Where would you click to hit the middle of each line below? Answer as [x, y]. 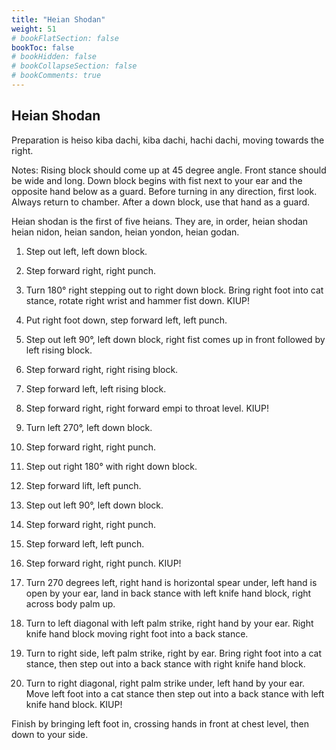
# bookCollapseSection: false [74, 66]
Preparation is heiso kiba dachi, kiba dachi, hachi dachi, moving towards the [168, 140]
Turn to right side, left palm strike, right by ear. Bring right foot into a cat [174, 653]
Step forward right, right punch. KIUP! [103, 563]
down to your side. [50, 734]
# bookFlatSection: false [65, 38]
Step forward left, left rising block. [96, 388]
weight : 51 [34, 29]
